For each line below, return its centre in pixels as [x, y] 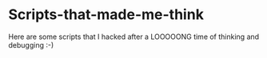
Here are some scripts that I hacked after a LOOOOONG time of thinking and [134, 37]
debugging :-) [31, 44]
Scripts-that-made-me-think [106, 15]
